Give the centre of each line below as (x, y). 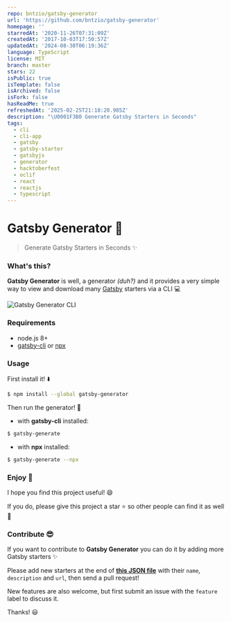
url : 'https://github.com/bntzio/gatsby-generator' (83, 20)
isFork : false (28, 98)
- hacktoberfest (37, 168)
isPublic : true (29, 78)
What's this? (29, 266)
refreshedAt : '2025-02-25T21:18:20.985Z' (68, 110)
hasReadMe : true (31, 104)
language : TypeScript (38, 53)
